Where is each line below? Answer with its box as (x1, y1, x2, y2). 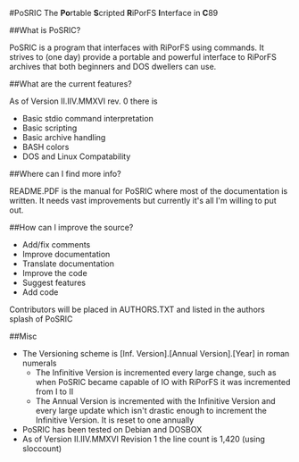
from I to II (35, 386, 74, 397)
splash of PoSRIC (9, 314, 73, 324)
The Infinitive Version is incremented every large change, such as (35, 367, 277, 378)
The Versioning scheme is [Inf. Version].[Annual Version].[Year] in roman (21, 349, 290, 358)
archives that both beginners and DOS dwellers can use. (9, 62, 217, 71)
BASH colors (21, 142, 70, 152)
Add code (21, 287, 59, 298)
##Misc (9, 331, 37, 341)
